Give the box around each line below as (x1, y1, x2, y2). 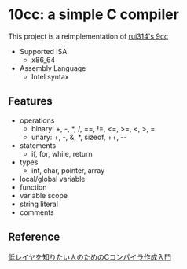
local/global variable (19, 174, 86, 183)
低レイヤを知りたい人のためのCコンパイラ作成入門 (8, 252, 171, 261)
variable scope (19, 190, 68, 200)
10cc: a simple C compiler (8, 6, 179, 24)
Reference (8, 230, 60, 244)
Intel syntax (31, 72, 69, 81)
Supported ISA (19, 46, 68, 56)
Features (8, 94, 53, 108)
